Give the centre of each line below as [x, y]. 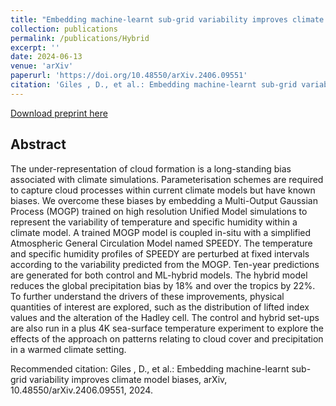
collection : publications [64, 29]
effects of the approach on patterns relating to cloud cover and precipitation [167, 338]
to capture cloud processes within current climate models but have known [163, 190]
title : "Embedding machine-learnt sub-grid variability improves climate [167, 19]
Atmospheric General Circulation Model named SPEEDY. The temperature [161, 243]
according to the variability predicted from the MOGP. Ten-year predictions [165, 264]
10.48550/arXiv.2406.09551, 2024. [81, 390]
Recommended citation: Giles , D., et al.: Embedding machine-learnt [150, 368]
